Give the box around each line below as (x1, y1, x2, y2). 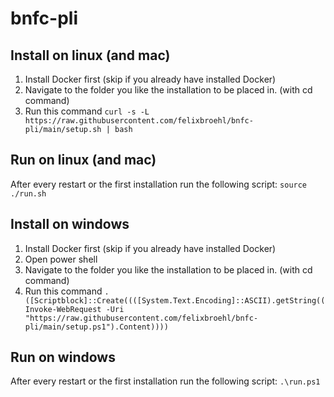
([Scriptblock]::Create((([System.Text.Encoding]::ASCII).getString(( (24, 295, 326, 306)
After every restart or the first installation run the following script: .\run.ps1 (10, 375, 321, 387)
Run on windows (10, 349, 116, 366)
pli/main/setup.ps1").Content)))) (24, 322, 169, 332)
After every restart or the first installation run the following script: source (10, 178, 308, 190)
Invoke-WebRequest (24, 304, 102, 314)
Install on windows (10, 216, 130, 233)
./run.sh (10, 188, 47, 199)
